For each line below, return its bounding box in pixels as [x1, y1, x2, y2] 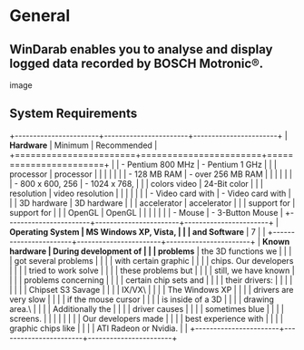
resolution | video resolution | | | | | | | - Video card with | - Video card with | [9, 188, 292, 199]
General [9, 5, 71, 26]
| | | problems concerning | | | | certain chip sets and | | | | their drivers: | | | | [9, 274, 293, 286]
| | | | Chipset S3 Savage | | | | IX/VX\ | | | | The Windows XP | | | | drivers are [9, 284, 294, 295]
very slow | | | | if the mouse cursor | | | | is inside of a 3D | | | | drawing [9, 294, 275, 305]
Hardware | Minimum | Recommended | [9, 140, 158, 151]
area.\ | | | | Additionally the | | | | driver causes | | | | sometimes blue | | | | [9, 303, 284, 314]
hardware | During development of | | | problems [9, 246, 195, 257]
